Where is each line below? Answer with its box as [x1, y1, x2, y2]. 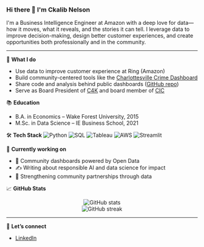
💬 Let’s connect [6, 223, 47, 230]
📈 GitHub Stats [6, 185, 47, 193]
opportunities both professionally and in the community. [6, 39, 146, 46]
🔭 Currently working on [6, 145, 67, 153]
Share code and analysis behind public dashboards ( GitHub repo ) [15, 81, 179, 88]
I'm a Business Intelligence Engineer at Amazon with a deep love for [6, 19, 176, 27]
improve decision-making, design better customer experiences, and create [6, 32, 194, 39]
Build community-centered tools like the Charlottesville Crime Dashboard [15, 74, 198, 81]
